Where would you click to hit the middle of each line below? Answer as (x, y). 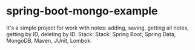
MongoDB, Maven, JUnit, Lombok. (49, 40)
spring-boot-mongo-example (82, 11)
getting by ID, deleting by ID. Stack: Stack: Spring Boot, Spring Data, (91, 34)
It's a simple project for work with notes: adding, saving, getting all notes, (98, 28)
